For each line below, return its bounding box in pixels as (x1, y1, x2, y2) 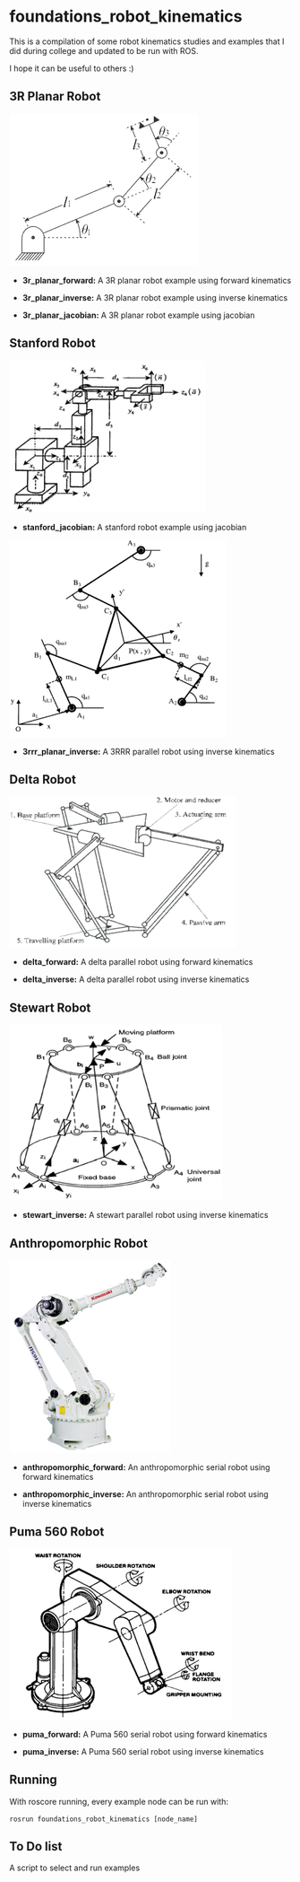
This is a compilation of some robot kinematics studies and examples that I (9, 36, 285, 47)
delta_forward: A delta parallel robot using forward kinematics (21, 957, 253, 967)
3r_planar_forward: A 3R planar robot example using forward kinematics (21, 275, 292, 285)
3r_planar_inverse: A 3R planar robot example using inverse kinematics (21, 292, 288, 302)
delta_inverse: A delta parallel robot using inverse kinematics (21, 974, 250, 985)
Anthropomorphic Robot (9, 1236, 148, 1251)
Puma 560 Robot (9, 1524, 105, 1540)
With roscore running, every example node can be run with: (9, 1796, 228, 1807)
